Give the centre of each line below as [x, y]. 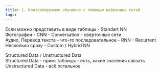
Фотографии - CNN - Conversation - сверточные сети [63, 34]
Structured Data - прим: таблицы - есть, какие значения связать [75, 60]
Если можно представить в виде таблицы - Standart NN [66, 29]
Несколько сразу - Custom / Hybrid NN [48, 45]
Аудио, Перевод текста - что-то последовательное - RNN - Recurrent [81, 40]
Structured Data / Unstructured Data [43, 55]
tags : [11, 15]
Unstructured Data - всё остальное [43, 66]
